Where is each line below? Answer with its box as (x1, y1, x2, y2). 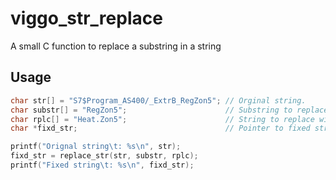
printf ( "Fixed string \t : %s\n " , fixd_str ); (10, 160, 195, 170)
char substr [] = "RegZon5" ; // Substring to (10, 105, 293, 115)
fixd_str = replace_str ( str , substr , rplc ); (10, 151, 199, 161)
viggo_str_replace (10, 7, 163, 30)
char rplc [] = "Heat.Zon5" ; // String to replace (10, 114, 315, 124)
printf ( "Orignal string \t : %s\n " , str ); (10, 142, 182, 152)
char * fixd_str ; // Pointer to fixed (10, 123, 311, 134)
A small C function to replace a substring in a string (10, 40, 222, 52)
